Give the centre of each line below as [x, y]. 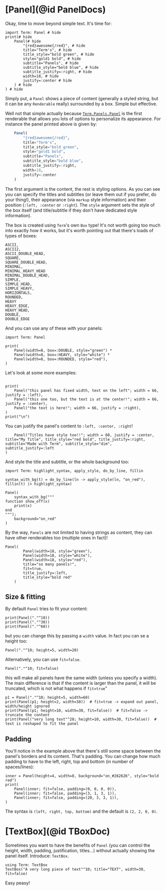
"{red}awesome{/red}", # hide [54, 46]
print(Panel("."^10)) [28, 618]
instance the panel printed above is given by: [51, 124]
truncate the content [28, 715]
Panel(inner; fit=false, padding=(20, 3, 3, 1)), [67, 798]
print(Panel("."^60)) [28, 627]
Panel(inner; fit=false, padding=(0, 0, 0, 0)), [65, 789]
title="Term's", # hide [47, 50]
